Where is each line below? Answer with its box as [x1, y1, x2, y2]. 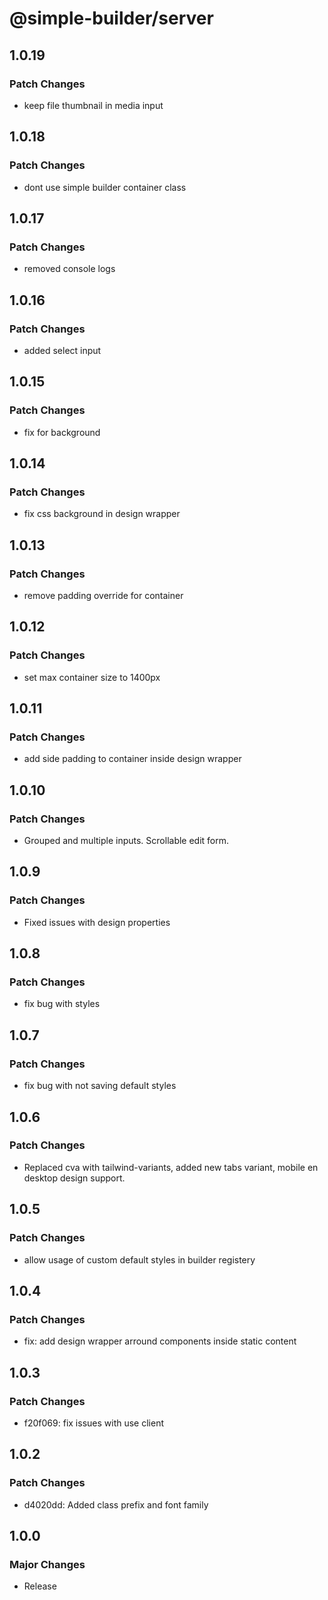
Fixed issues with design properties [23, 916, 171, 928]
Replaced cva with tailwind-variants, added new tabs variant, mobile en [23, 1161, 319, 1173]
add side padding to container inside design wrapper [23, 753, 242, 765]
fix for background [23, 426, 101, 438]
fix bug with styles [23, 998, 101, 1010]
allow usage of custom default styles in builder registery [23, 1253, 256, 1266]
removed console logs [23, 263, 116, 275]
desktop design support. [23, 1172, 126, 1184]
